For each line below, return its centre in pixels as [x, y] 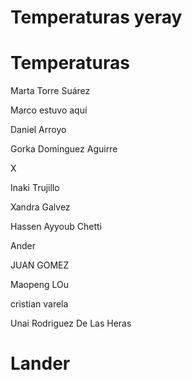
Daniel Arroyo [38, 130]
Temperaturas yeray [96, 17]
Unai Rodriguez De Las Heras [71, 323]
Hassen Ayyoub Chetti [56, 227]
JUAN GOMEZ [40, 265]
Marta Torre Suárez [50, 91]
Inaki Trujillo [35, 188]
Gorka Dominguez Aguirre [64, 149]
